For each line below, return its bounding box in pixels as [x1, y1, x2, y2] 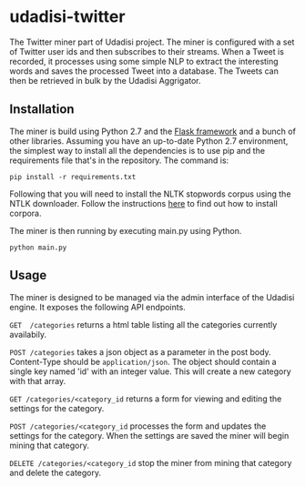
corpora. [9, 208, 43, 218]
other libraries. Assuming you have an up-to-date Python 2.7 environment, [9, 135, 289, 147]
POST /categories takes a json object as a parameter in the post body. [9, 346, 271, 357]
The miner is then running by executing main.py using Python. [9, 225, 242, 236]
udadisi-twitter [9, 6, 126, 27]
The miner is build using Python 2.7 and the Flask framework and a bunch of [9, 126, 296, 137]
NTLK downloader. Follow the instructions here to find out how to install [9, 198, 278, 208]
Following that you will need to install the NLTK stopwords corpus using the [9, 188, 291, 199]
